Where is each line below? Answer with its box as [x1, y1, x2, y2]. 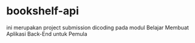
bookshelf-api [6, 4, 79, 18]
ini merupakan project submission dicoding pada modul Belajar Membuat [6, 24, 190, 31]
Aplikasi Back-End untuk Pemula [6, 30, 87, 37]
